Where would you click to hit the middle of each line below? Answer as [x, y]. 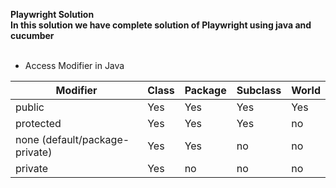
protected [38, 123]
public [30, 107]
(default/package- [85, 139]
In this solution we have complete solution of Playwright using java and [161, 25]
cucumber [32, 35]
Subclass [259, 90]
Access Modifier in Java [74, 65]
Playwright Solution [52, 14]
